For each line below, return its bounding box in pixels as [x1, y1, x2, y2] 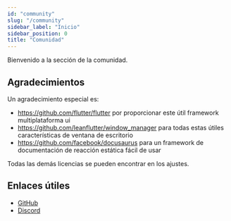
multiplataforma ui [17, 115, 70, 124]
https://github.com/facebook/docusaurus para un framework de [17, 138, 204, 146]
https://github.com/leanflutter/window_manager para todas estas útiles [17, 123, 224, 132]
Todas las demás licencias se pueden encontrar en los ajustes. [7, 159, 189, 168]
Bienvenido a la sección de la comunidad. [7, 56, 128, 64]
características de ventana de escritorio [17, 131, 134, 139]
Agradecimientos [7, 76, 85, 88]
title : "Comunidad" [7, 37, 65, 44]
